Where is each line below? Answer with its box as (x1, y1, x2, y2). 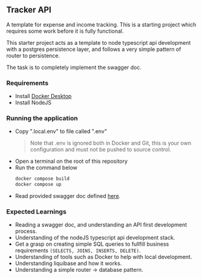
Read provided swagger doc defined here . (15, 192, 121, 200)
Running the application (6, 114, 78, 123)
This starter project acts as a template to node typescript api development (6, 39, 191, 46)
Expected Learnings (6, 208, 67, 216)
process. (15, 228, 37, 235)
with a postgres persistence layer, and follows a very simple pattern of (6, 45, 181, 53)
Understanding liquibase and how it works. (15, 260, 122, 267)
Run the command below (15, 164, 77, 171)
